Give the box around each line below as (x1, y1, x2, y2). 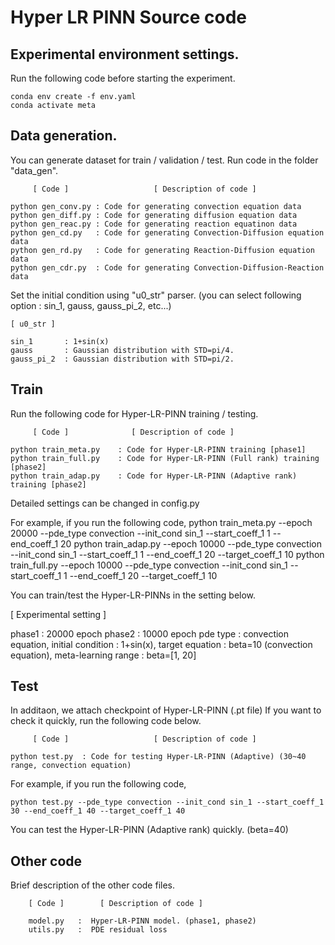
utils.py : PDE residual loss (28, 925, 168, 935)
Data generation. (10, 127, 118, 145)
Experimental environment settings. (10, 46, 240, 63)
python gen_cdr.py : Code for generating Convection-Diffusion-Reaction (10, 262, 325, 273)
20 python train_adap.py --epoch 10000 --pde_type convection (60, 537, 322, 550)
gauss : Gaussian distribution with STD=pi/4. (10, 345, 235, 355)
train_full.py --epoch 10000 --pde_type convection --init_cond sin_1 (10, 559, 288, 571)
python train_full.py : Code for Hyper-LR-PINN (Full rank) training (10, 453, 320, 463)
